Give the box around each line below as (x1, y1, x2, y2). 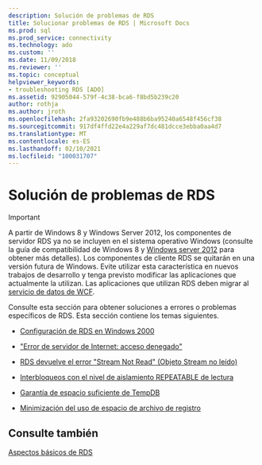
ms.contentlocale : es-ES (8, 137, 91, 145)
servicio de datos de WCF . (8, 287, 95, 296)
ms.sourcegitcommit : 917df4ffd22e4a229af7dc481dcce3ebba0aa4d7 (8, 122, 222, 130)
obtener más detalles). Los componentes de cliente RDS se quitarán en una (8, 254, 256, 263)
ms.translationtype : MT (8, 130, 87, 138)
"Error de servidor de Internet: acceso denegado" (19, 342, 183, 351)
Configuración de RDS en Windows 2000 (19, 327, 155, 336)
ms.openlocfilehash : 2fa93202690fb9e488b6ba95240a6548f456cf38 (8, 115, 222, 123)
